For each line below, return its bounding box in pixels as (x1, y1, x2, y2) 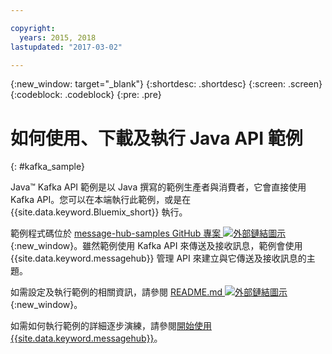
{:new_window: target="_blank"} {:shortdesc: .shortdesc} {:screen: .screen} (10, 78, 323, 90)
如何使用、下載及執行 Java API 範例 (10, 127, 303, 150)
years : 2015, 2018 (19, 32, 97, 43)
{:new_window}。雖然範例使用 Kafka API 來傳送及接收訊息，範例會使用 (10, 240, 303, 252)
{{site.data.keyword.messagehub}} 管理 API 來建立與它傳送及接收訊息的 (10, 252, 307, 265)
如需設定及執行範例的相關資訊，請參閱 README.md (10, 286, 223, 298)
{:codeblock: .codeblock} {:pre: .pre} (10, 89, 162, 101)
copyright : (10, 23, 56, 33)
